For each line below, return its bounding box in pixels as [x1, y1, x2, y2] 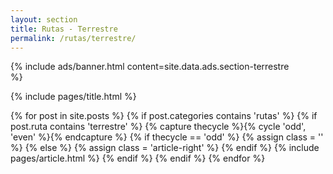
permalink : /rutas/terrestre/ [10, 33, 137, 43]
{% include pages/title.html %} [10, 91, 137, 103]
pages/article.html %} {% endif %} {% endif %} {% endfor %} [10, 152, 266, 165]
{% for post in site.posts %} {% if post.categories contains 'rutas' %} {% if [10, 110, 318, 122]
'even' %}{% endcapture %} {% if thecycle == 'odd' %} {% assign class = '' [10, 131, 324, 143]
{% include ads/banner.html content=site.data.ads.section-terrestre [10, 61, 290, 73]
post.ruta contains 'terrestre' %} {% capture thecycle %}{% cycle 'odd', [10, 121, 307, 133]
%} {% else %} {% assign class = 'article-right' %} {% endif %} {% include [10, 142, 320, 154]
